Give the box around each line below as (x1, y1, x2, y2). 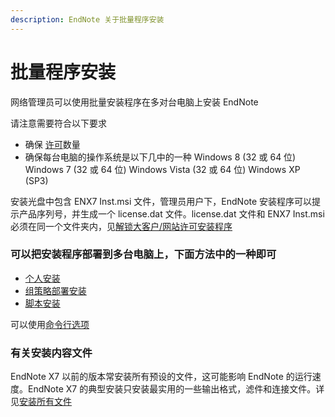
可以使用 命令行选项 (10, 318, 90, 330)
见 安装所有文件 (10, 396, 72, 408)
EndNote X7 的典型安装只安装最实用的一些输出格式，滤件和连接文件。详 (27, 383, 325, 395)
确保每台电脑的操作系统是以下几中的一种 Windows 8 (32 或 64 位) (24, 151, 297, 163)
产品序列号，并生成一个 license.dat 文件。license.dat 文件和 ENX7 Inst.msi (18, 207, 325, 220)
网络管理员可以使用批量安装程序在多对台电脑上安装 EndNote (10, 96, 259, 108)
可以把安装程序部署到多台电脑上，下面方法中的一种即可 (10, 247, 277, 261)
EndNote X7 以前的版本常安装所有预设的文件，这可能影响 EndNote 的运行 (10, 371, 313, 383)
